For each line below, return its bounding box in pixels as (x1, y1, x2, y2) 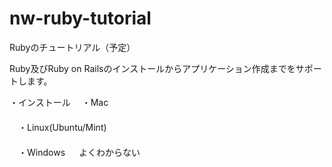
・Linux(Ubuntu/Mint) (17, 121, 107, 133)
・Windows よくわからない (17, 146, 141, 158)
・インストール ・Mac (9, 96, 109, 108)
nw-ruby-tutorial (9, 7, 152, 30)
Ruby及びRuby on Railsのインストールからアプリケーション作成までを (9, 62, 296, 74)
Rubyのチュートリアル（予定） (9, 41, 136, 53)
